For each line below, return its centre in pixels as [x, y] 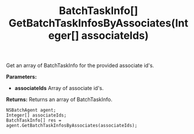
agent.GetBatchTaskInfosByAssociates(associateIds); [72, 126]
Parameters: [21, 77]
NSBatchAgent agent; [31, 110]
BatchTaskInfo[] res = [34, 121]
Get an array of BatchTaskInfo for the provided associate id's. [80, 66]
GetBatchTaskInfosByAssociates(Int [98, 23]
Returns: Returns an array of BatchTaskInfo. [59, 99]
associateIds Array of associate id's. [59, 88]
